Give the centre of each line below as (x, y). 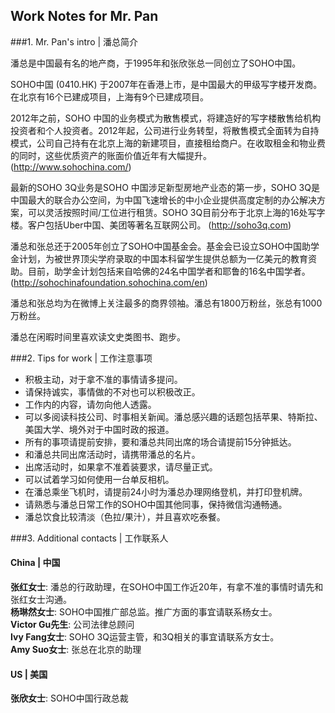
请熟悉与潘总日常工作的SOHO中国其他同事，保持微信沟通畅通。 (156, 504)
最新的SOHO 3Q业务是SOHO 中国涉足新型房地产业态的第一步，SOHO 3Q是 (165, 187)
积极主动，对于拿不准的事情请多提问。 (103, 379)
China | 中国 (35, 563)
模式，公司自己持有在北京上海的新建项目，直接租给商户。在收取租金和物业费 (168, 143)
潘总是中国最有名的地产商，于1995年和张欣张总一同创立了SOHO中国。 (156, 63)
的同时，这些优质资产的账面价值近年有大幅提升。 (111, 155)
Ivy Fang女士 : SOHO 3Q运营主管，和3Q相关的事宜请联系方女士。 (145, 637)
